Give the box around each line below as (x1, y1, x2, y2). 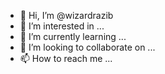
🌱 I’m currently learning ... (19, 31, 127, 42)
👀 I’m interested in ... (19, 20, 105, 32)
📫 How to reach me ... (19, 53, 113, 64)
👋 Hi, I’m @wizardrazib (19, 10, 114, 21)
